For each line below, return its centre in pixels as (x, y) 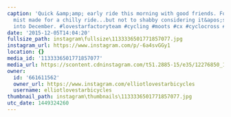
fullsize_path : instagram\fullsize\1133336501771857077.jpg (95, 39)
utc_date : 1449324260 (38, 103)
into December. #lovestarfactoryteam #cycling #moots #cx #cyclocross (117, 26)
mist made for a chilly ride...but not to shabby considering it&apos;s (120, 20)
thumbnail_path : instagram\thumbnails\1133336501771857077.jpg (100, 97)
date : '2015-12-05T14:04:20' (49, 33)
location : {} (26, 52)
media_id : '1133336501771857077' (55, 58)
